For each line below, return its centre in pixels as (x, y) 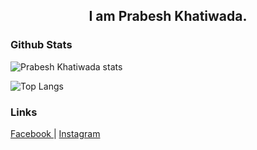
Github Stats (41, 45)
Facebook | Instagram (55, 133)
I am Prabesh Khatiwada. (168, 16)
